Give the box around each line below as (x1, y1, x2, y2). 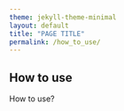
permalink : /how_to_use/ (9, 37, 101, 47)
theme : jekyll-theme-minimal (9, 12, 117, 22)
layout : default (9, 21, 69, 30)
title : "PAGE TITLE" (9, 29, 86, 38)
